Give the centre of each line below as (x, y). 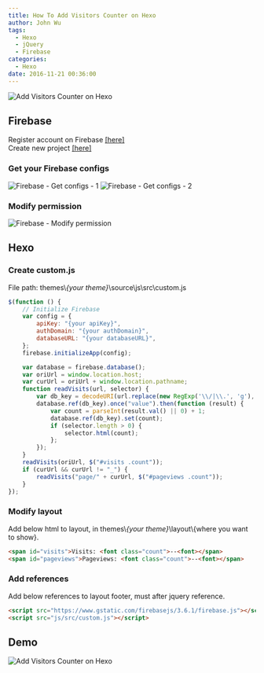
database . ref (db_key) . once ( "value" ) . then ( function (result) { (140, 404)
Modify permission (45, 206)
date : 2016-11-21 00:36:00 (52, 74)
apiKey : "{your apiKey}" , (79, 324)
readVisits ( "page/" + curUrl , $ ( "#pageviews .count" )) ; (130, 476)
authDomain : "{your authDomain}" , (93, 331)
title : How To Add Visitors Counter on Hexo (82, 15)
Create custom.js (42, 270)
